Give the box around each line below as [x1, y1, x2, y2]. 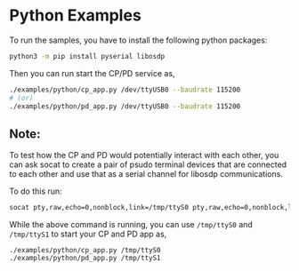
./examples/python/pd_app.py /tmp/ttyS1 [9, 254, 162, 263]
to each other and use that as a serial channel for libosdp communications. [9, 169, 283, 179]
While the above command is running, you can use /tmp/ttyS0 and [9, 219, 254, 230]
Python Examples [9, 5, 142, 26]
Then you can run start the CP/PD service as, [9, 68, 175, 78]
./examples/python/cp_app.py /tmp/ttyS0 [9, 246, 162, 255]
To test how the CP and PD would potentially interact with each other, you [9, 150, 279, 161]
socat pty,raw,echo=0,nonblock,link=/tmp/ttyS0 [9, 203, 190, 212]
